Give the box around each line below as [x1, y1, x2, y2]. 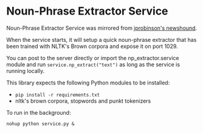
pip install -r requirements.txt [15, 92, 100, 98]
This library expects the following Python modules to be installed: [6, 79, 170, 86]
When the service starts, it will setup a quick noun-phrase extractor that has [6, 36, 197, 43]
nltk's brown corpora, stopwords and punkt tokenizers [15, 97, 151, 104]
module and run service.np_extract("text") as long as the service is [6, 61, 181, 68]
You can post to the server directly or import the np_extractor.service [6, 54, 179, 61]
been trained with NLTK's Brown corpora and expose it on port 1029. [6, 43, 178, 50]
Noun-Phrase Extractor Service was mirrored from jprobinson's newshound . [6, 24, 198, 32]
